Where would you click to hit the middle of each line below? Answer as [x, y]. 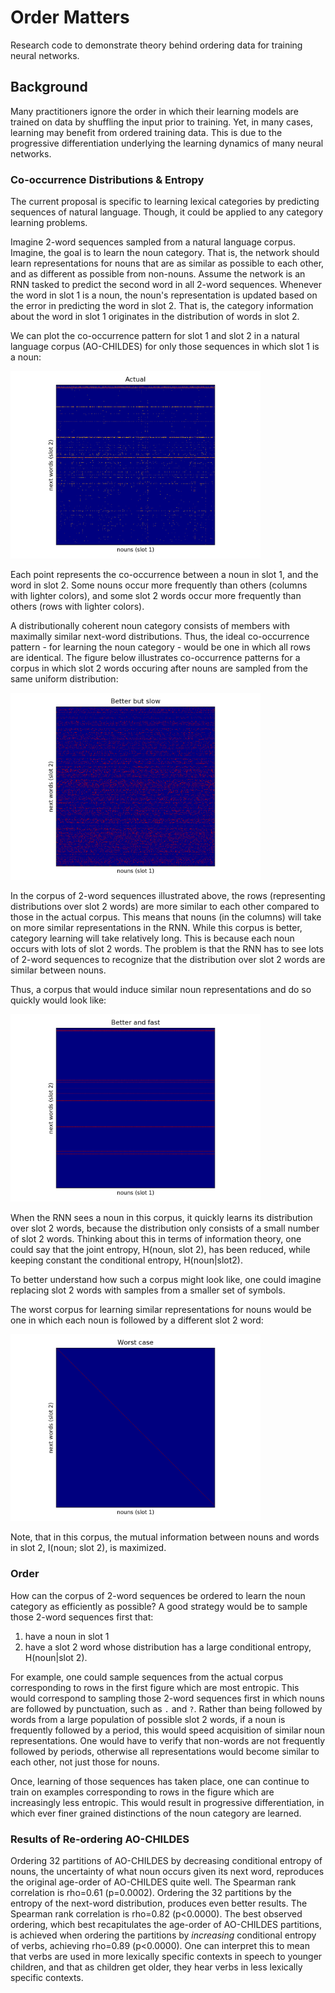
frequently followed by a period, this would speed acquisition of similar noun [168, 1730]
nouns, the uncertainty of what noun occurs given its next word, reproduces [167, 1872]
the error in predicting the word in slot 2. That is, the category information [162, 306]
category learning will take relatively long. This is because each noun [152, 938]
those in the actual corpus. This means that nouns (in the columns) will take [166, 917]
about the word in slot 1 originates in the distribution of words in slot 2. [155, 317]
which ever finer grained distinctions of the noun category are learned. [156, 1813]
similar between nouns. [58, 970]
